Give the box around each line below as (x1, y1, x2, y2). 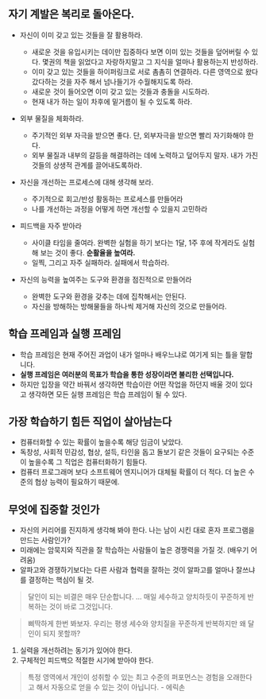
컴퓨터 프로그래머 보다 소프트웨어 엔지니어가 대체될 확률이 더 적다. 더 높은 (19, 468, 247, 477)
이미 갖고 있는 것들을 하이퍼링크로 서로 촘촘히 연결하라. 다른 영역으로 (31, 67, 244, 76)
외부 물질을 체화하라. (19, 114, 84, 123)
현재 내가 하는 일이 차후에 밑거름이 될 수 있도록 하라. (31, 96, 193, 106)
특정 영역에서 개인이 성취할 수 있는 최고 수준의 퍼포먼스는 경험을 (27, 673, 225, 682)
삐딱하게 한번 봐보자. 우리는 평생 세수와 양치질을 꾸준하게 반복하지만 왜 (27, 619, 246, 628)
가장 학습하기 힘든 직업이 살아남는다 (8, 415, 172, 429)
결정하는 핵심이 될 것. (28, 575, 94, 584)
